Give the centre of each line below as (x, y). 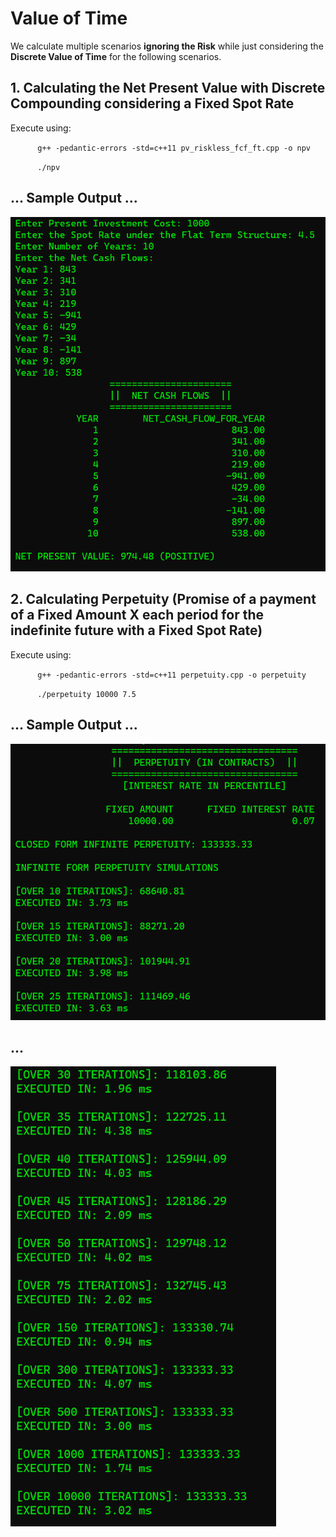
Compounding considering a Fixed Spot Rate (152, 103)
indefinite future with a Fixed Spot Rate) (136, 630)
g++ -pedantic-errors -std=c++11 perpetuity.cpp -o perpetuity (172, 675)
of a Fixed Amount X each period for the (137, 615)
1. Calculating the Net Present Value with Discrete (168, 88)
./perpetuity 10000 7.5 (87, 694)
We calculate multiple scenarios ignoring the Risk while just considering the (167, 46)
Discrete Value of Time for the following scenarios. (116, 56)
